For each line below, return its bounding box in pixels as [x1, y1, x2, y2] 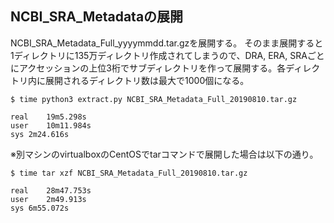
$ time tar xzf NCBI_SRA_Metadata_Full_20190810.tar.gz [10, 168, 248, 178]
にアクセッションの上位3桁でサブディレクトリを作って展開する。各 [10, 62, 287, 74]
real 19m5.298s [10, 112, 87, 122]
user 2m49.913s [10, 194, 87, 204]
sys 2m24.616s [10, 129, 70, 139]
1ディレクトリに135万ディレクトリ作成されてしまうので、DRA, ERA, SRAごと [10, 49, 325, 61]
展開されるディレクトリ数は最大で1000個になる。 [44, 74, 250, 86]
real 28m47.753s [10, 185, 92, 196]
